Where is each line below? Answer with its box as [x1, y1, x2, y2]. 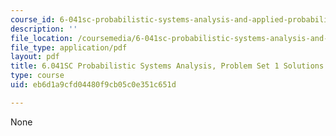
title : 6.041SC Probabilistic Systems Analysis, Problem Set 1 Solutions [10, 61, 325, 71]
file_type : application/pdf [10, 42, 128, 53]
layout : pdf [10, 52, 60, 62]
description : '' [10, 24, 78, 34]
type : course [10, 71, 65, 81]
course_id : [10, 14, 56, 25]
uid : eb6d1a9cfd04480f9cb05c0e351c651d [10, 80, 177, 90]
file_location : [10, 33, 74, 43]
